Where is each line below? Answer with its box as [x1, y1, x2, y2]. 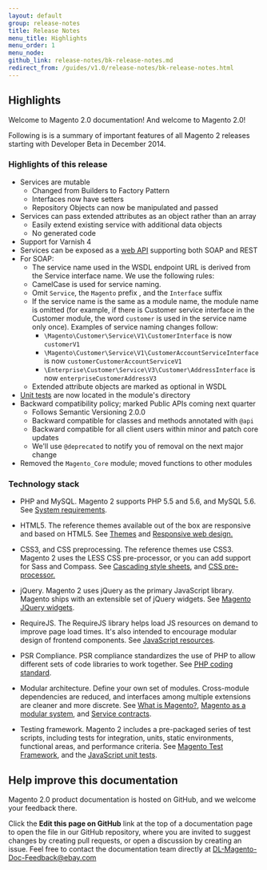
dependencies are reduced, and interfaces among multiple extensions [19, 692, 251, 702]
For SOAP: [19, 253, 54, 263]
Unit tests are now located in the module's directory [19, 390, 191, 399]
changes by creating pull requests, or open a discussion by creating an [8, 836, 242, 845]
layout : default [8, 11, 62, 20]
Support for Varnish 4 [19, 237, 92, 246]
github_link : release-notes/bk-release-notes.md [8, 57, 173, 65]
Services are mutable [19, 177, 90, 187]
